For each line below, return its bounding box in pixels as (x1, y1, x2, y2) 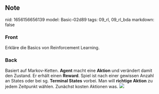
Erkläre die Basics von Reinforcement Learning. (5, 45, 100, 51)
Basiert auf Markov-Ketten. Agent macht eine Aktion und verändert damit (5, 67, 153, 74)
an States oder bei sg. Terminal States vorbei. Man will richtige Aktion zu (5, 78, 153, 84)
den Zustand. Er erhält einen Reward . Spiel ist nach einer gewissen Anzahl (5, 73, 154, 79)
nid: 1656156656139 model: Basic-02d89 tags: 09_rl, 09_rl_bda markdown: (5, 16, 155, 22)
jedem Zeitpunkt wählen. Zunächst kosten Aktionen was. (5, 84, 118, 90)
